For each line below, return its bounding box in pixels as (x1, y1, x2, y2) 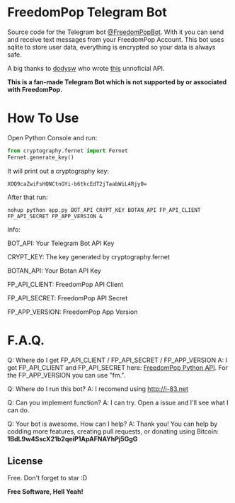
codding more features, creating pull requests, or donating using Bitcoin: (7, 426, 219, 436)
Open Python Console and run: (7, 133, 98, 142)
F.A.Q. (7, 332, 45, 348)
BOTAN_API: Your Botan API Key (7, 266, 101, 275)
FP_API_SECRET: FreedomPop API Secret (7, 293, 128, 302)
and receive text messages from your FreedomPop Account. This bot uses (7, 35, 224, 43)
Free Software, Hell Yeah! (7, 487, 84, 496)
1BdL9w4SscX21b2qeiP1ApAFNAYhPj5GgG (7, 434, 138, 443)
